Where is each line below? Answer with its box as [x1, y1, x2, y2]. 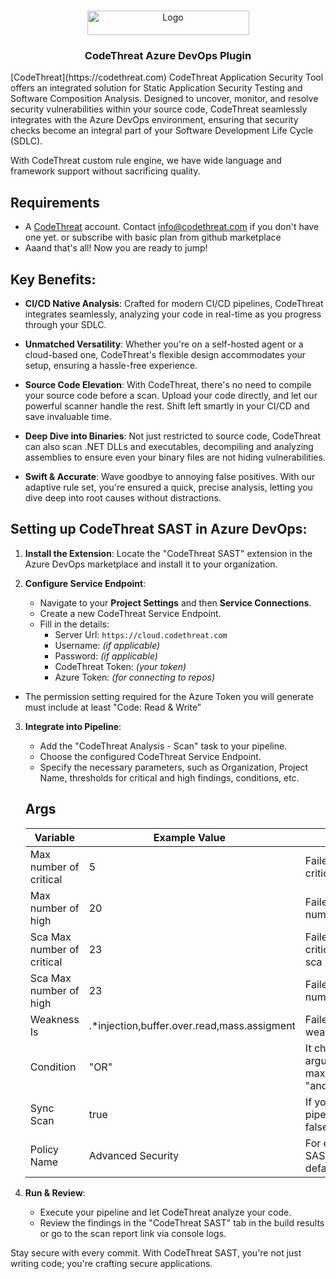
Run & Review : [24, 1186, 86, 1199]
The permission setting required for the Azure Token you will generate [24, 690, 314, 702]
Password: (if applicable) [54, 650, 158, 662]
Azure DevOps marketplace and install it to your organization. [24, 558, 278, 570]
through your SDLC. [24, 318, 107, 330]
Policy [29, 1142, 60, 1156]
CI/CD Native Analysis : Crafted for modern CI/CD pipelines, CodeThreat [24, 297, 324, 309]
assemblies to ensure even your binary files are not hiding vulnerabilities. [24, 451, 326, 463]
